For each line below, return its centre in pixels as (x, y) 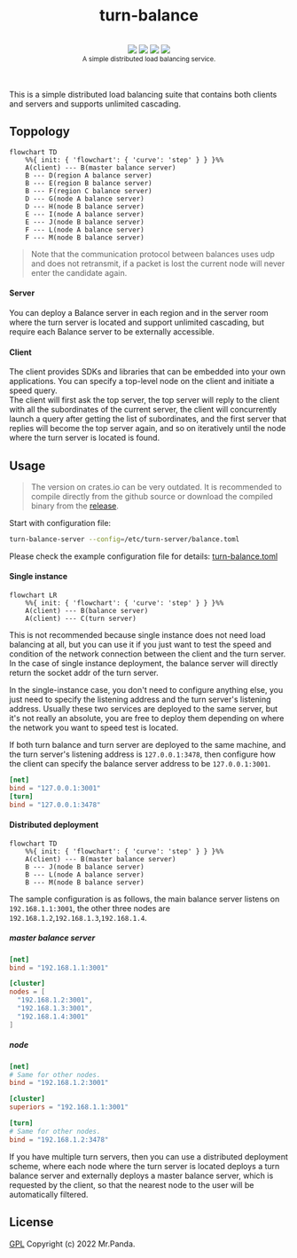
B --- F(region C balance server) (89, 191)
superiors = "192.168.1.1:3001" (69, 1107)
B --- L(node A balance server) (85, 875)
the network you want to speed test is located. (94, 727)
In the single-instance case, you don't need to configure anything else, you (146, 690)
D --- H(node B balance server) (85, 206)
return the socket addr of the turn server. (84, 673)
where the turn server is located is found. (85, 438)
